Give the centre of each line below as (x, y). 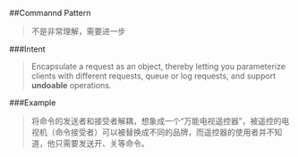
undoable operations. (71, 85)
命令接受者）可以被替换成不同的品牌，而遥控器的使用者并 (161, 132)
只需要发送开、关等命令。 (102, 143)
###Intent (28, 49)
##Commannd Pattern (50, 13)
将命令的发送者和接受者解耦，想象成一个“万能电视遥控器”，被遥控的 (156, 121)
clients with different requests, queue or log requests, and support (153, 76)
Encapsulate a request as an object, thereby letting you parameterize (158, 66)
